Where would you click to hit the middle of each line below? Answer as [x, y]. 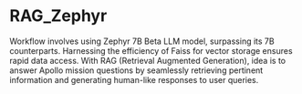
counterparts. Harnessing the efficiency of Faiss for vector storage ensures [151, 50]
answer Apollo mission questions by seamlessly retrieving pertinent [136, 70]
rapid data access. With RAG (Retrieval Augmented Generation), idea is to [147, 60]
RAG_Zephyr [58, 16]
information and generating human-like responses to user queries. [134, 79]
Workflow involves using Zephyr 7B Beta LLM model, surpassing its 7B [142, 41]
